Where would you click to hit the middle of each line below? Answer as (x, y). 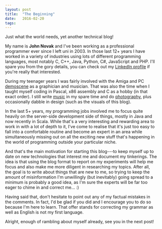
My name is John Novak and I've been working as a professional (70, 46)
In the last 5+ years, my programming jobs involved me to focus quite (74, 111)
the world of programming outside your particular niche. (61, 142)
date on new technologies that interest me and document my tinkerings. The (81, 157)
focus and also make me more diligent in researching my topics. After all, (78, 167)
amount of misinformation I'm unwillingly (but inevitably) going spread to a (79, 177)
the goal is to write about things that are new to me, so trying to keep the (77, 172)
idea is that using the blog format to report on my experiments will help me (79, 162)
